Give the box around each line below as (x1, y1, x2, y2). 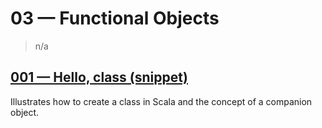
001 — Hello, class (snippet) (10, 69, 188, 86)
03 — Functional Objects (10, 7, 220, 30)
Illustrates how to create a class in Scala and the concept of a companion (10, 95, 313, 107)
